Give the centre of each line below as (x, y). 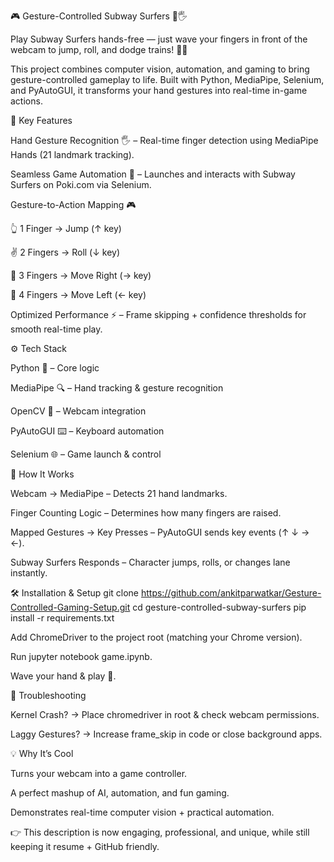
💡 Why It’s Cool (42, 753)
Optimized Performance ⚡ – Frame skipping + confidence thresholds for (158, 314)
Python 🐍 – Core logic (55, 368)
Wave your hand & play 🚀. (63, 676)
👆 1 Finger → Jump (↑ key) (66, 228)
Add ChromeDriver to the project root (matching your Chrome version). (156, 637)
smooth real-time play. (56, 329)
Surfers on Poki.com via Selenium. (81, 184)
